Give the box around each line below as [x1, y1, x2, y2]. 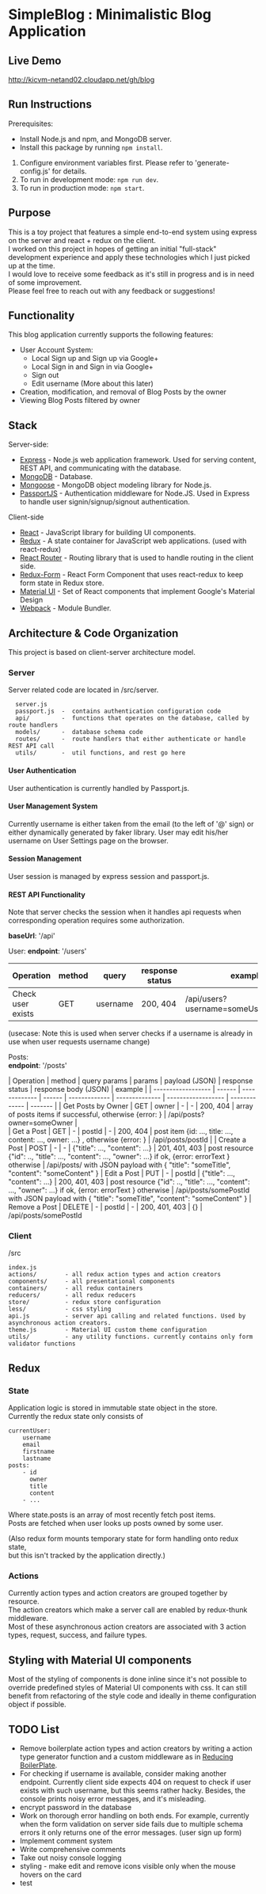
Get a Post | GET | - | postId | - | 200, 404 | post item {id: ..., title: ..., [12, 1127, 234, 1136]
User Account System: [19, 345, 93, 355]
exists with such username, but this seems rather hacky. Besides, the [19, 1786, 246, 1795]
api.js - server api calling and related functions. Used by [8, 1312, 246, 1320]
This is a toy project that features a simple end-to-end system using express [8, 227, 257, 237]
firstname [22, 1447, 55, 1456]
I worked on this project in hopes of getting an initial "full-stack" [8, 244, 217, 253]
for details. [51, 166, 87, 176]
